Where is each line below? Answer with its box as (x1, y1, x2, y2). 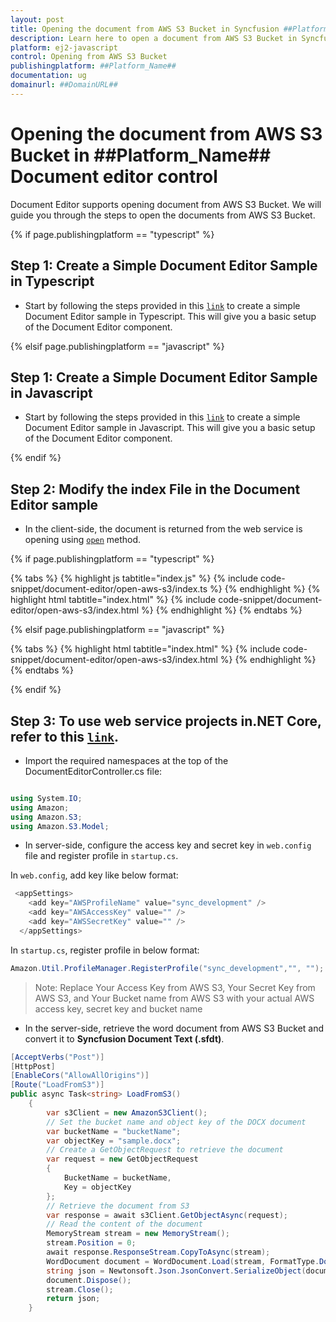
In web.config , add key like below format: (10, 869, 179, 881)
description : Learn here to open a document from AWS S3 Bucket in (10, 33, 298, 43)
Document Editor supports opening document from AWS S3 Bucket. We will (10, 198, 322, 210)
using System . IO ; (10, 793, 83, 803)
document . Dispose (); (46, 1275, 132, 1285)
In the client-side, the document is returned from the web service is (24, 523, 303, 535)
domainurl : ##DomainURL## (10, 80, 118, 90)
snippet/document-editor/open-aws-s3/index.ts (10, 583, 208, 595)
